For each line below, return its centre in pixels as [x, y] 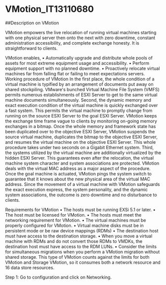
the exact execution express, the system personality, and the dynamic [77, 189]
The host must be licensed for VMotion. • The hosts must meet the [73, 215]
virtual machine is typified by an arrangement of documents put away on [79, 84]
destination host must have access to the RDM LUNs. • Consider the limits [81, 246]
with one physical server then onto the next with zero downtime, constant [80, 38]
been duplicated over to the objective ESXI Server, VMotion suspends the [80, 131]
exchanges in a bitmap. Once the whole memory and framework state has [81, 126]
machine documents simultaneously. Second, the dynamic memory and [78, 100]
